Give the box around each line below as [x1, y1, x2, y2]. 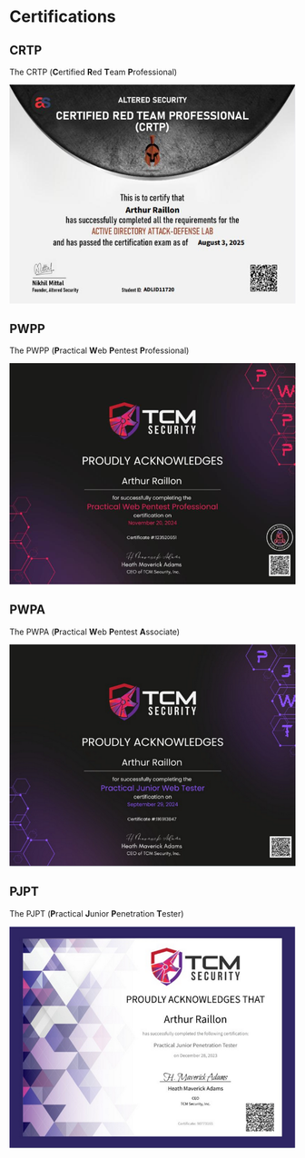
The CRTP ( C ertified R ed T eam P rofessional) [9, 66, 178, 77]
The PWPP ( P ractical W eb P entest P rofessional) [9, 345, 190, 356]
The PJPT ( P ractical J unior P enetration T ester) [9, 908, 184, 918]
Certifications [9, 6, 116, 27]
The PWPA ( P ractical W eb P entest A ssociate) [9, 626, 180, 637]
